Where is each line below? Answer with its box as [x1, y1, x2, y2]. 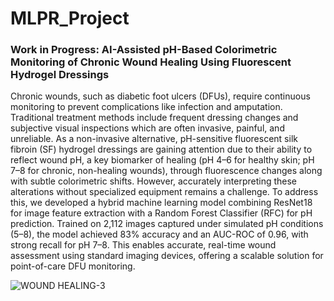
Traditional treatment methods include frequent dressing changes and [10, 112, 299, 124]
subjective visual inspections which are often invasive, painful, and [10, 122, 285, 134]
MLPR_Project [10, 7, 130, 30]
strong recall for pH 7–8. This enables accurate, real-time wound [10, 239, 277, 251]
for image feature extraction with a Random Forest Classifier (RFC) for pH [10, 207, 313, 219]
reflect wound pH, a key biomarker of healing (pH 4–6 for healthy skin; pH [10, 154, 315, 166]
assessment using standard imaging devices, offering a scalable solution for [10, 250, 324, 262]
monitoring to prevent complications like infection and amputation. [10, 101, 283, 113]
